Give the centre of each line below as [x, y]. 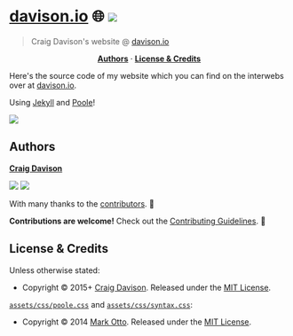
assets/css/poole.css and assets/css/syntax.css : [101, 304]
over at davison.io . [43, 85]
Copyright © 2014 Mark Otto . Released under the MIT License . [137, 322]
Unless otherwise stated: [55, 270]
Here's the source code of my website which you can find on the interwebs [146, 75]
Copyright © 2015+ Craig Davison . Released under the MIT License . [146, 287]
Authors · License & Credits [149, 59]
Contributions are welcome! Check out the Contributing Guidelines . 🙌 [138, 221]
